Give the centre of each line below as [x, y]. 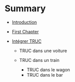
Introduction [24, 22]
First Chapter [25, 31]
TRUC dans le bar [45, 75]
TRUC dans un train [39, 60]
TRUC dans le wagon [48, 70]
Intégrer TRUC [27, 41]
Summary [25, 9]
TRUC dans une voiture [43, 51]
